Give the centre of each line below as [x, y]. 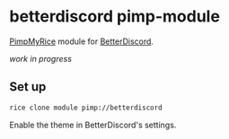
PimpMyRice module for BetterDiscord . [82, 41]
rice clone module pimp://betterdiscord [86, 108]
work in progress [40, 58]
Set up [28, 87]
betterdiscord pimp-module [114, 17]
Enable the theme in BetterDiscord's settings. [93, 125]
